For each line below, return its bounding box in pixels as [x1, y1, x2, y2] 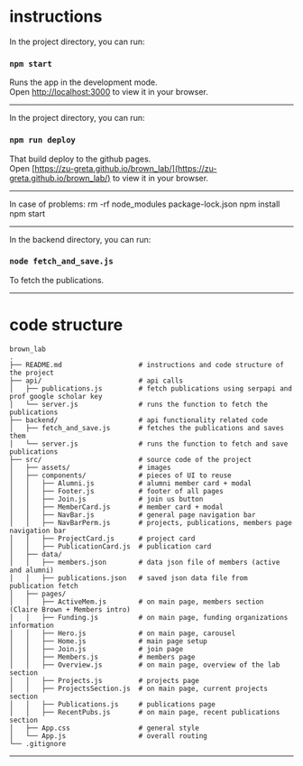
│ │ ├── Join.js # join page [9, 644, 183, 653]
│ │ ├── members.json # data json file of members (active [9, 558, 280, 567]
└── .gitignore [9, 739, 67, 748]
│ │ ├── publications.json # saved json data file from [9, 573, 248, 583]
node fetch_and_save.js [9, 256, 115, 267]
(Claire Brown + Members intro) [9, 604, 131, 614]
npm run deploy [9, 135, 77, 145]
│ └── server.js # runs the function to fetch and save [9, 439, 289, 448]
